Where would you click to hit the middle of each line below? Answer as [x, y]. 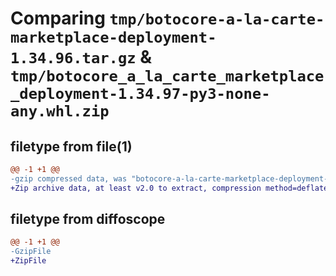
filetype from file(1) [71, 146]
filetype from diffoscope [88, 219]
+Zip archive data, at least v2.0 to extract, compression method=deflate [169, 188]
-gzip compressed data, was [69, 178]
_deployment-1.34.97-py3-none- [140, 94]
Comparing [58, 18]
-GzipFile [31, 252]
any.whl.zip [60, 111]
